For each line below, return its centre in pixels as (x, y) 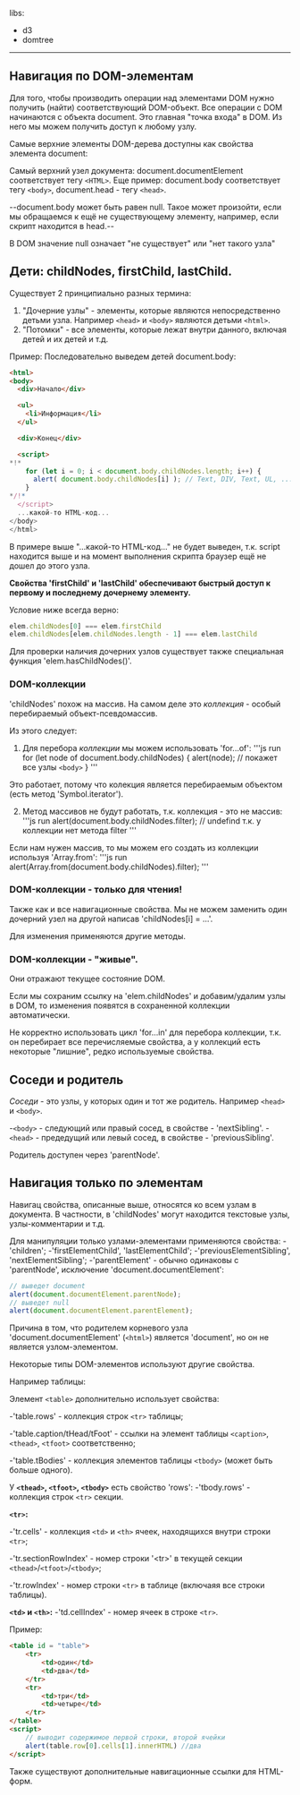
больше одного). (41, 1470)
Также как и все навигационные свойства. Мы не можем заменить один (148, 909)
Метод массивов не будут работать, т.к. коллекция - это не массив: (152, 811)
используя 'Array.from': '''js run (68, 857)
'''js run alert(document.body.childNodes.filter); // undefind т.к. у (142, 821)
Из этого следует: (43, 731)
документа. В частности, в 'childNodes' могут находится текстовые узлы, (150, 1214)
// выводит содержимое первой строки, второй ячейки (125, 1737)
